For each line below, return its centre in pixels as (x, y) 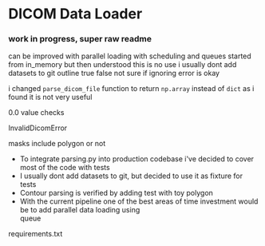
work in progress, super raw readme (80, 39)
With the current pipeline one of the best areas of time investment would (139, 201)
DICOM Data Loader (75, 14)
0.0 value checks (36, 113)
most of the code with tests (65, 168)
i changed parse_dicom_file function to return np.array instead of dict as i (131, 89)
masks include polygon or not (57, 144)
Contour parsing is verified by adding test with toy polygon (117, 193)
